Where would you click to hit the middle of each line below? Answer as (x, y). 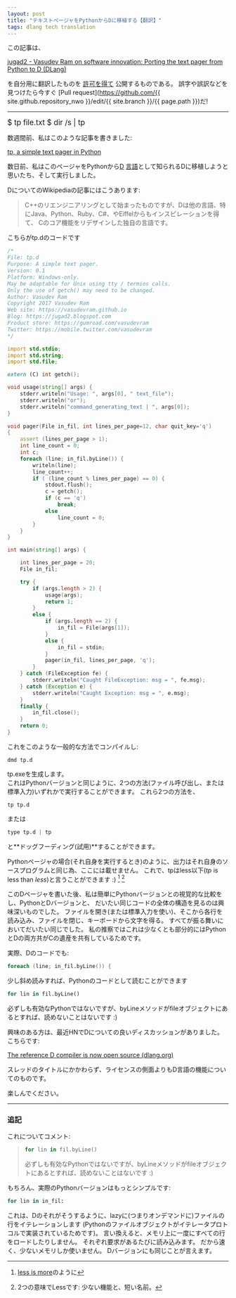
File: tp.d (23, 257)
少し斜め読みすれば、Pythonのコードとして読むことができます (98, 981)
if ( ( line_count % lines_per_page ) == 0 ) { (99, 478)
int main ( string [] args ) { (47, 550)
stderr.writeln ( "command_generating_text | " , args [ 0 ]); (105, 407)
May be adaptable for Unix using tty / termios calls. (89, 284)
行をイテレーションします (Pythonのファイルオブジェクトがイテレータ (109, 1224)
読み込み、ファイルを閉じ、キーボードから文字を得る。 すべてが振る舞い (112, 921)
